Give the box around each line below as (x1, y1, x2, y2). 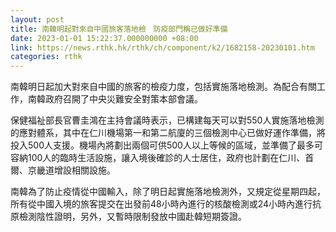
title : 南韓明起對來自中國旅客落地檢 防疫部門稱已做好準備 (10, 24, 228, 34)
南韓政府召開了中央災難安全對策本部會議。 (27, 93, 203, 105)
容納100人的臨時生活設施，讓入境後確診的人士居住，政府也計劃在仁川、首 (10, 152, 315, 164)
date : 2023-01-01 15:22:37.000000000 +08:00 (10, 33, 199, 43)
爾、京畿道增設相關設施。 (10, 164, 116, 176)
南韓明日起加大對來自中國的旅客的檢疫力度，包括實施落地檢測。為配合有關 (10, 81, 317, 93)
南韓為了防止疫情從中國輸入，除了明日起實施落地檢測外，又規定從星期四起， (10, 186, 326, 198)
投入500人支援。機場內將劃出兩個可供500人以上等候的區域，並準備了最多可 (10, 139, 323, 151)
